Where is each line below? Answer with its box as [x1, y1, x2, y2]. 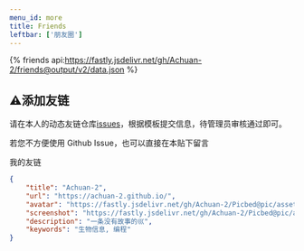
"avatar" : [25, 200, 63, 209]
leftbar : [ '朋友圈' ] [9, 30, 83, 39]
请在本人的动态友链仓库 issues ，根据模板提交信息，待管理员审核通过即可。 [9, 118, 287, 129]
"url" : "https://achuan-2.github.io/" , [25, 191, 176, 200]
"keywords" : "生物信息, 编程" [25, 225, 131, 235]
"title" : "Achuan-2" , [25, 183, 107, 192]
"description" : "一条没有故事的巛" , [25, 217, 153, 226]
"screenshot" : [25, 209, 79, 218]
